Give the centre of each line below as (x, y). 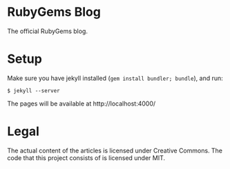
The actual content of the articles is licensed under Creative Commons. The (115, 150)
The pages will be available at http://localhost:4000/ (82, 103)
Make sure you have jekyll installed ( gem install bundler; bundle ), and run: (115, 78)
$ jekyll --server (33, 90)
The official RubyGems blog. (48, 31)
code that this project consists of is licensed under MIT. (86, 158)
